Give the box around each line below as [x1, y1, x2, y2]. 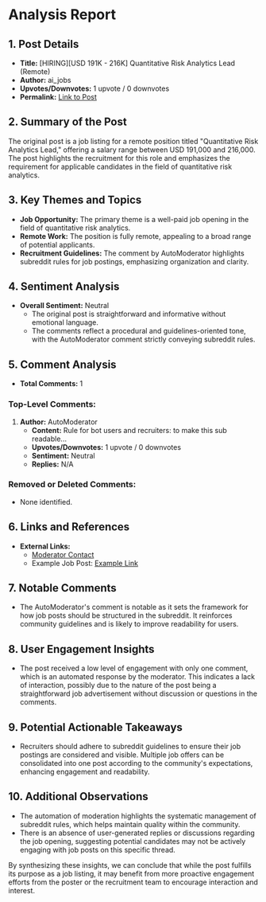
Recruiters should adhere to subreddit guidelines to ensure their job [19, 742, 241, 752]
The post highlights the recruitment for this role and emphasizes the [8, 153, 230, 162]
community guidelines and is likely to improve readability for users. [19, 619, 239, 629]
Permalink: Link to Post [19, 92, 98, 101]
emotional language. [31, 318, 99, 327]
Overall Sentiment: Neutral [19, 301, 110, 310]
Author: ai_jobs [19, 76, 71, 84]
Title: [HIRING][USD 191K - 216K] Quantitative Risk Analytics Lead [19, 58, 236, 68]
